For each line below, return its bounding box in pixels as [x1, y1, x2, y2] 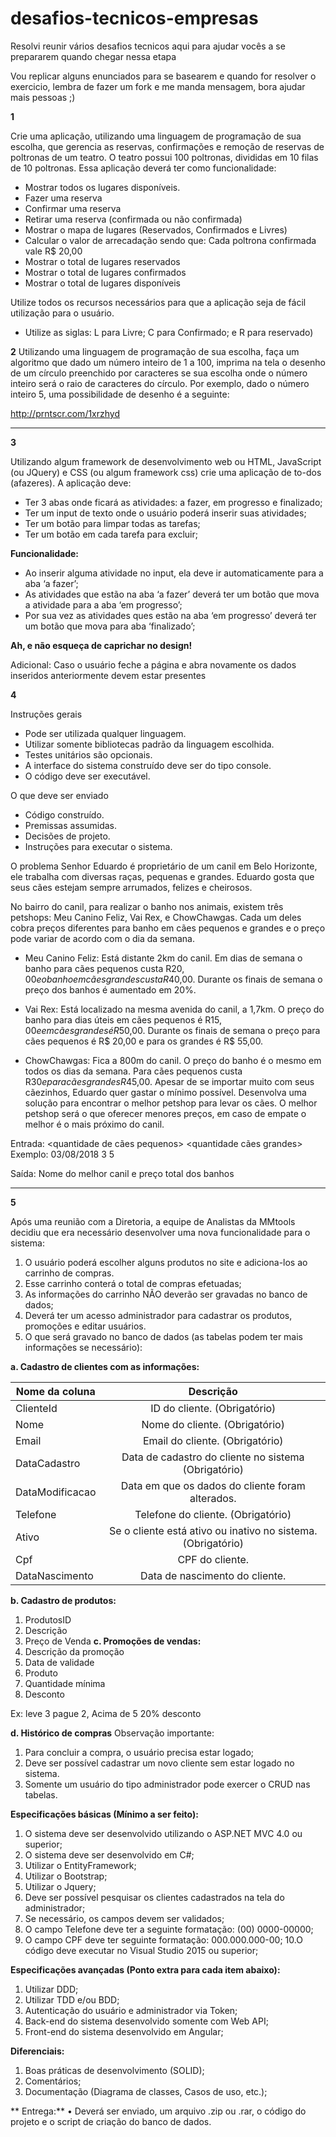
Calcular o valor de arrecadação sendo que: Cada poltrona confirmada [24, 234, 317, 246]
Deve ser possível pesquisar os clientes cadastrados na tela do [24, 1891, 285, 1903]
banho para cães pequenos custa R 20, [24, 962, 185, 974]
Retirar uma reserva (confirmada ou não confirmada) [24, 213, 243, 225]
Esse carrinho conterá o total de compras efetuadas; [24, 1277, 242, 1289]
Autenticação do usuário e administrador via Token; [24, 2004, 238, 2016]
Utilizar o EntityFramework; [24, 1859, 137, 1871]
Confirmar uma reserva [24, 202, 122, 214]
